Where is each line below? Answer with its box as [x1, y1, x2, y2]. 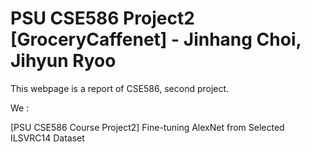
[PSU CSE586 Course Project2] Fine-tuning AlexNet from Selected [10, 121, 285, 133]
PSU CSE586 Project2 [10, 7, 195, 30]
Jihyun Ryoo [10, 50, 117, 72]
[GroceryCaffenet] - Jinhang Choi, [10, 28, 302, 51]
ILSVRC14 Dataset [10, 132, 85, 144]
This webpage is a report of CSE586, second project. [10, 82, 230, 94]
